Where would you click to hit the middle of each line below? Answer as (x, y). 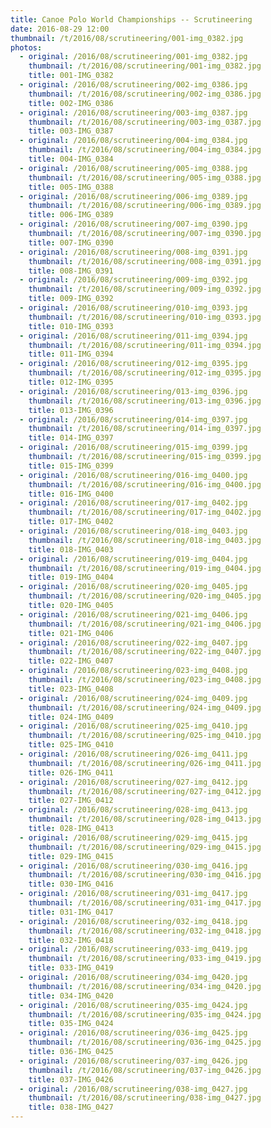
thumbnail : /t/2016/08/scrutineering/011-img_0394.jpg (145, 345)
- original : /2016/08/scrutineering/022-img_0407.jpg (133, 642)
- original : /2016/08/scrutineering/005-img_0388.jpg (133, 168)
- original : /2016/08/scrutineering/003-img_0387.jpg (133, 112)
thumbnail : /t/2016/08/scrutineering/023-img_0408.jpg (145, 680)
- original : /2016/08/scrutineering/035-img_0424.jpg (133, 1005)
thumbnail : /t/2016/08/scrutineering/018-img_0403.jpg (145, 540)
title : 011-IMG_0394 (71, 354)
